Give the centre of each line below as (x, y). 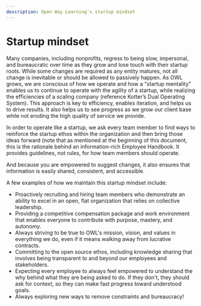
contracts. (28, 245)
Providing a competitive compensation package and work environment (102, 213)
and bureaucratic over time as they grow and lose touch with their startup (97, 64)
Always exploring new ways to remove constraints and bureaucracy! (99, 296)
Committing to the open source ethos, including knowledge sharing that (103, 252)
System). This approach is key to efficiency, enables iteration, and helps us (99, 103)
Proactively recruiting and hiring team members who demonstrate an (100, 194)
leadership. (29, 207)
